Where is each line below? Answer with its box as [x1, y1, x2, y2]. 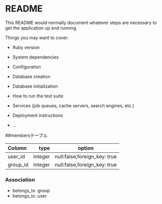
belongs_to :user [12, 193, 47, 199]
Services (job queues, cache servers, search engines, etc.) [12, 102, 134, 108]
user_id [7, 153, 25, 160]
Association [5, 176, 35, 183]
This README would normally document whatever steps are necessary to [5, 20, 157, 26]
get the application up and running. [5, 25, 77, 31]
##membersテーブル [5, 132, 47, 138]
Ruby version [12, 44, 40, 50]
